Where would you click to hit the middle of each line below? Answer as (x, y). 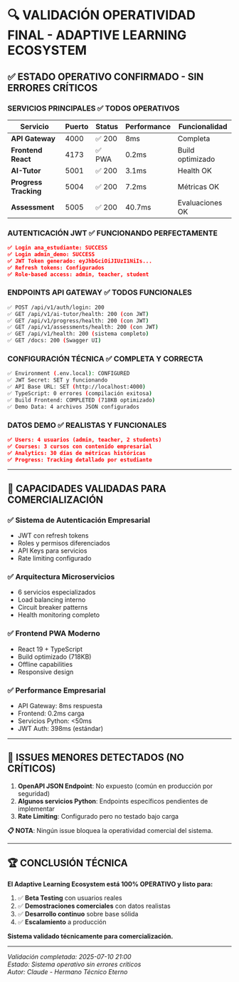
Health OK (195, 170)
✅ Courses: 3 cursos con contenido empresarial (80, 446)
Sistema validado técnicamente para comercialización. (90, 936)
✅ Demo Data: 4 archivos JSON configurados (74, 406)
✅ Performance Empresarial (57, 690)
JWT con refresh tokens (53, 536)
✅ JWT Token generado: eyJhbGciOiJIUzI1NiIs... (80, 261)
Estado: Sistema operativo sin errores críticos (74, 964)
